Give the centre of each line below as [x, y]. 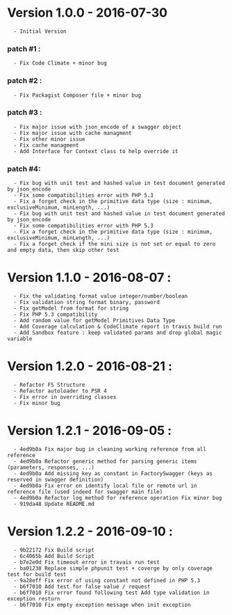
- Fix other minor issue [49, 139]
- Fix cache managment [46, 145]
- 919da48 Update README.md [54, 504]
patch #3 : [25, 113]
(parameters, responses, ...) [51, 468]
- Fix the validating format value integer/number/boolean [101, 296]
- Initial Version [40, 31]
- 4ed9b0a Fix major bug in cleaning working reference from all [110, 449]
